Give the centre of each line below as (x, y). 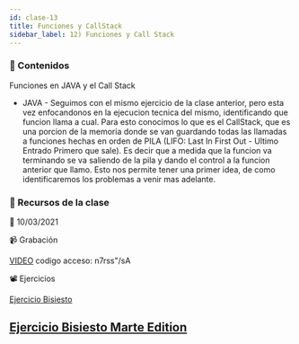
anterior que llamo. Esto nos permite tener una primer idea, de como (149, 169)
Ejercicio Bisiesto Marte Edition (98, 327)
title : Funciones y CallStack (66, 26)
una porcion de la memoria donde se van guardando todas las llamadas (154, 131)
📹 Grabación (34, 240)
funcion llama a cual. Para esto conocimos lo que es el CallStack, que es (156, 121)
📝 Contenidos (40, 66)
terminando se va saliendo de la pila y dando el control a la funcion (146, 160)
